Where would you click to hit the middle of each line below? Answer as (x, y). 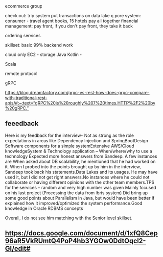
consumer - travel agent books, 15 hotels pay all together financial (72, 21)
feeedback (22, 124)
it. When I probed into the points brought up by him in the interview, (73, 167)
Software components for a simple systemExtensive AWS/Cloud (70, 146)
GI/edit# (18, 249)
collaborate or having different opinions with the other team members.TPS (80, 182)
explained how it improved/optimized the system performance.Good (74, 203)
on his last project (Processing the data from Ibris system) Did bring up (77, 193)
